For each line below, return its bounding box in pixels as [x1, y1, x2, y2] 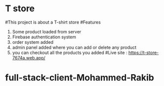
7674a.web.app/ [12, 55, 46, 60]
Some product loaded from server [12, 29, 81, 34]
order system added [12, 39, 54, 45]
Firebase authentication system [12, 34, 76, 40]
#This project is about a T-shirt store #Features [5, 19, 101, 25]
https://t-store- [128, 50, 159, 56]
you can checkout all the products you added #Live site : [12, 50, 128, 56]
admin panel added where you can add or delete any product [12, 44, 137, 50]
